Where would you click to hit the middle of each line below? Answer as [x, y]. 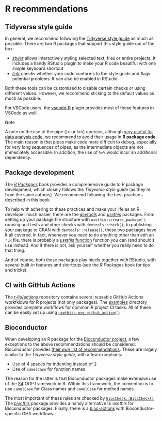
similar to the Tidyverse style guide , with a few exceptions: [64, 355]
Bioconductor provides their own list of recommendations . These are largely [81, 349]
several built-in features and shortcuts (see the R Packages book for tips [78, 265]
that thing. [15, 250]
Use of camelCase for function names [49, 369]
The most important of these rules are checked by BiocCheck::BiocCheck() [80, 398]
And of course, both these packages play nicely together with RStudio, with [81, 260]
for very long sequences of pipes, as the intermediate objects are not [74, 147]
